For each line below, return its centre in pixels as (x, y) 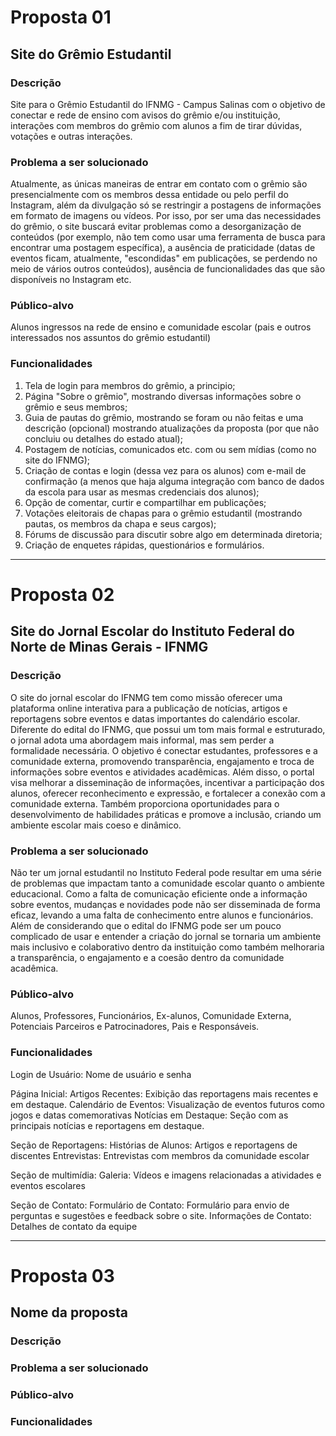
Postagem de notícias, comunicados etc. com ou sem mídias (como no (170, 449)
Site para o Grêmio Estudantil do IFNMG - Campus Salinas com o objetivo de (168, 104)
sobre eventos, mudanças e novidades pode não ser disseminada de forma (165, 904)
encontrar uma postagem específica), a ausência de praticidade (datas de (163, 248)
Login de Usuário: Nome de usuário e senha (101, 1074)
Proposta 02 (62, 594)
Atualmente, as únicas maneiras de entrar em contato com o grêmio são (159, 184)
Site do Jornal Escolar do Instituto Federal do (152, 631)
